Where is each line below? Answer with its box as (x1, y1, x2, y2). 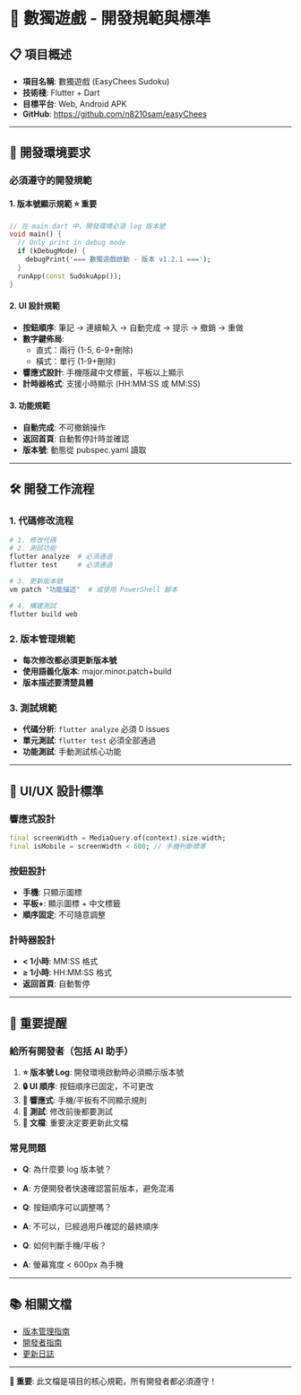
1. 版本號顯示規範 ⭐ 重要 (9, 198, 98, 209)
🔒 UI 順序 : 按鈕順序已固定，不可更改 (21, 1080, 154, 1091)
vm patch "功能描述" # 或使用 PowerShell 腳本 (9, 585, 178, 594)
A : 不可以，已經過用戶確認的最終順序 (21, 1221, 159, 1232)
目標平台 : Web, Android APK (21, 99, 127, 109)
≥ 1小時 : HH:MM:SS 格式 (21, 967, 112, 978)
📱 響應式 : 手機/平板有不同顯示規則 (21, 1094, 148, 1105)
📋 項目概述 (9, 47, 73, 62)
